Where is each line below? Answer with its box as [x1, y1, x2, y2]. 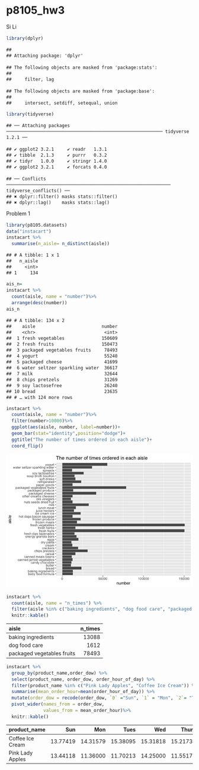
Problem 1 [6, 210, 31, 217]
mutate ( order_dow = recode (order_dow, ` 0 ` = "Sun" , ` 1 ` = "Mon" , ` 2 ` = [11, 695, 187, 701]
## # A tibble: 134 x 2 [6, 317, 65, 323]
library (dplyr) [6, 35, 44, 41]
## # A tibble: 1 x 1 [6, 252, 60, 258]
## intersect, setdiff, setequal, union [6, 100, 118, 106]
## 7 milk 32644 [6, 370, 118, 376]
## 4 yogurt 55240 [6, 353, 118, 359]
